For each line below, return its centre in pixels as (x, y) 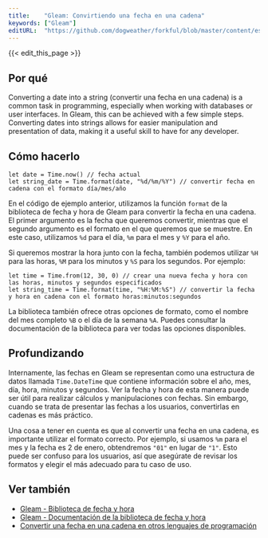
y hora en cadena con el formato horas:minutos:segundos (105, 296)
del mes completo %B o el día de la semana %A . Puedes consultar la (117, 320)
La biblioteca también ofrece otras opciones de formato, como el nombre (128, 311)
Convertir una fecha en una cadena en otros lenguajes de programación (138, 525)
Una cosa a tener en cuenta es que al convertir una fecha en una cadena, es (134, 430)
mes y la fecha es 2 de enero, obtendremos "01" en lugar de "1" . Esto (123, 447)
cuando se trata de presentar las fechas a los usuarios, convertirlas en (124, 406)
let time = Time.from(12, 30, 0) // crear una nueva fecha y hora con (128, 276)
